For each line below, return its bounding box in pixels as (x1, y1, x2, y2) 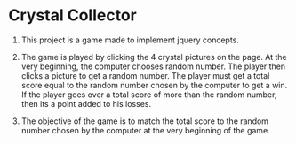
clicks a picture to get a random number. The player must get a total (20, 70, 270, 80)
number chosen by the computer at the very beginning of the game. (20, 125, 270, 135)
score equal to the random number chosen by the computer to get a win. (20, 80, 288, 90)
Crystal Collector (8, 5, 137, 26)
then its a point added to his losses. (20, 98, 152, 109)
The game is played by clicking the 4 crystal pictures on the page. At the (20, 51, 288, 62)
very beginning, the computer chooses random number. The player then (20, 61, 286, 72)
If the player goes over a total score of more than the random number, (20, 89, 277, 100)
